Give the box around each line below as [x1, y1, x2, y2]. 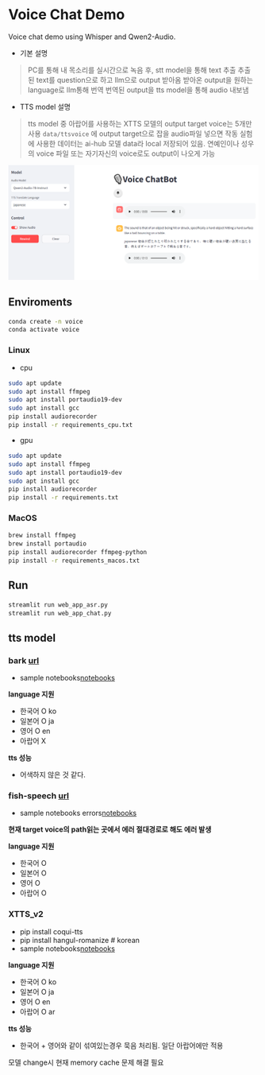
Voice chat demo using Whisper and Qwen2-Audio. [8, 32, 176, 41]
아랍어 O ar [19, 1007, 56, 1016]
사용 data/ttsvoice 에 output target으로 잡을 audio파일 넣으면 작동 [27, 129, 238, 138]
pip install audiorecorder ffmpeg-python [8, 549, 148, 557]
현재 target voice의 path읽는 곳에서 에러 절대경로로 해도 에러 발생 [8, 825, 212, 834]
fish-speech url [8, 790, 70, 801]
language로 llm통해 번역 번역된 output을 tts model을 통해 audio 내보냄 [27, 85, 249, 95]
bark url [8, 654, 40, 666]
